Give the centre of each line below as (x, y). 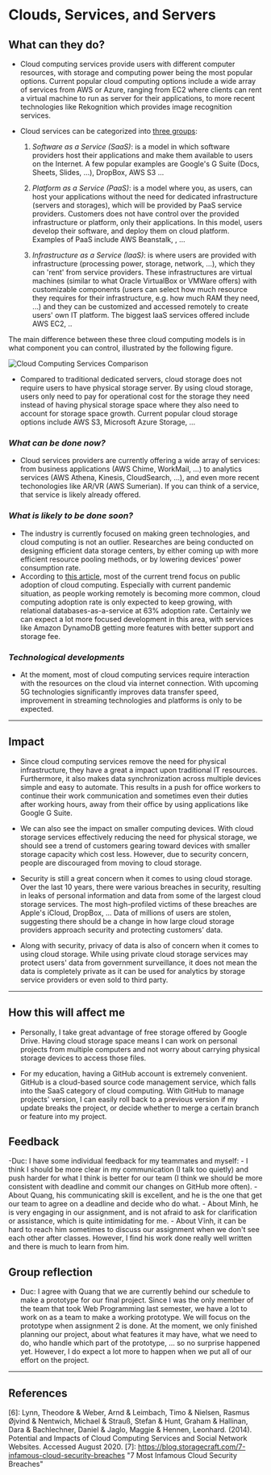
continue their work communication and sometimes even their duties (134, 796)
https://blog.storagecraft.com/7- (192, 1447)
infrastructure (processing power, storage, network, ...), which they (144, 263)
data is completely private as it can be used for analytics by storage (133, 971)
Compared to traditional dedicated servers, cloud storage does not (131, 379)
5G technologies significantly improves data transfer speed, (119, 692)
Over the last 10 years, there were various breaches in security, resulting (140, 887)
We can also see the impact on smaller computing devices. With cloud (137, 828)
